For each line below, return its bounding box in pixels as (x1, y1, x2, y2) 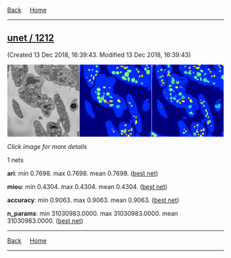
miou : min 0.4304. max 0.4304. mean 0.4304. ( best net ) (7, 182, 168, 190)
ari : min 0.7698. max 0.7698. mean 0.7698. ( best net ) (7, 169, 158, 177)
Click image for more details (7, 142, 87, 150)
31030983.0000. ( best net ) (7, 217, 84, 225)
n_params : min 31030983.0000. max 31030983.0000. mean (7, 209, 179, 217)
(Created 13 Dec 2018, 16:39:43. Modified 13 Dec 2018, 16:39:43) (7, 50, 191, 59)
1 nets (7, 155, 24, 164)
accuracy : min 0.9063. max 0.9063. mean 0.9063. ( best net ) (7, 196, 180, 204)
